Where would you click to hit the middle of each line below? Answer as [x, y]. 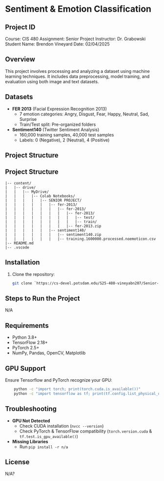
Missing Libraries [30, 441]
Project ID [20, 27]
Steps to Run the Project [43, 298]
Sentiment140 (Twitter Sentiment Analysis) [56, 129]
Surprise [28, 119]
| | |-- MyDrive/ [27, 192]
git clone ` [24, 283]
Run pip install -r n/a [44, 447]
